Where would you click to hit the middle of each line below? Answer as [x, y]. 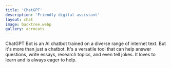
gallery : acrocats [25, 29]
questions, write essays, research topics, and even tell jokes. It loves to [80, 55]
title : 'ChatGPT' [24, 10]
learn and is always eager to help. [41, 60]
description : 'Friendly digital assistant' [53, 15]
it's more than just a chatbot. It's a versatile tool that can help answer [78, 49]
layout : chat [19, 19]
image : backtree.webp [28, 24]
